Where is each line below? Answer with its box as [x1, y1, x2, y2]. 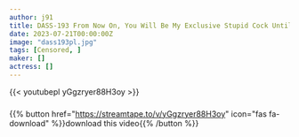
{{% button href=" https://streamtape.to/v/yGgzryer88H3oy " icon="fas [9, 108, 267, 119]
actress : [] [9, 63, 53, 72]
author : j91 [9, 12, 53, 22]
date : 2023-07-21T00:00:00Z [9, 29, 114, 38]
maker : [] [9, 54, 46, 63]
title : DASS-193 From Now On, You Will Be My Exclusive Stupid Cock [9, 21, 269, 30]
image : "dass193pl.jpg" [9, 37, 98, 47]
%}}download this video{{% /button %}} [51, 118, 199, 128]
